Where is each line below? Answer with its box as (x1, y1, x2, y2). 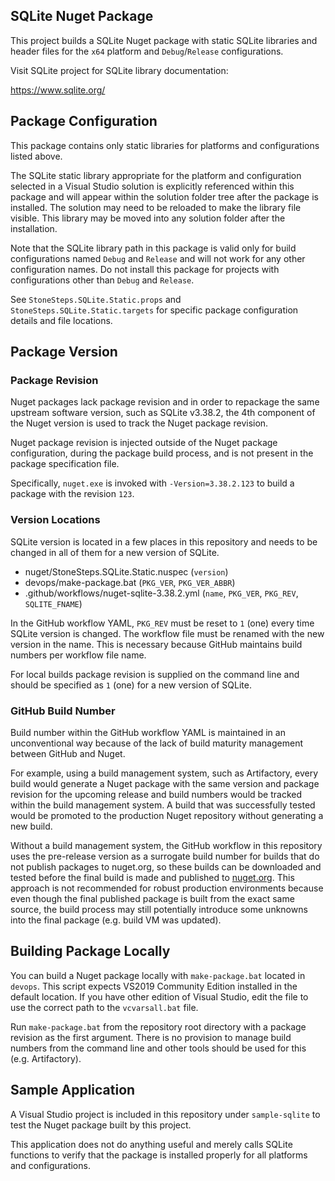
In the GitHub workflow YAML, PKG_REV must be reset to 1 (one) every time (10, 617, 315, 629)
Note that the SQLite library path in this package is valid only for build (10, 242, 297, 254)
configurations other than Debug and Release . (10, 274, 195, 286)
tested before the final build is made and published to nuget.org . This (10, 871, 295, 883)
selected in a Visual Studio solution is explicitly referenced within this (10, 180, 295, 192)
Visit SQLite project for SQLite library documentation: (10, 64, 229, 76)
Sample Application (10, 1082, 136, 1099)
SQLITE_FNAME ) (24, 597, 83, 609)
